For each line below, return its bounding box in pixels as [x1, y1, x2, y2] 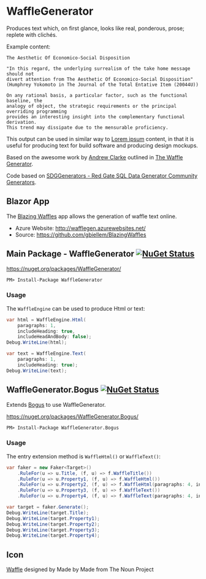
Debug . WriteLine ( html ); [6, 339, 67, 346]
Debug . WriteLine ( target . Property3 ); [6, 527, 100, 533]
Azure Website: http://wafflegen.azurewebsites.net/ [15, 224, 146, 232]
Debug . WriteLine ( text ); [6, 368, 67, 374]
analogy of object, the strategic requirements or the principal [6, 103, 177, 109]
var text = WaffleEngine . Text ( [6, 350, 86, 357]
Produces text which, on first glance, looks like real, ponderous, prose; [6, 25, 185, 32]
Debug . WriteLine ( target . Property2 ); [6, 521, 100, 528]
